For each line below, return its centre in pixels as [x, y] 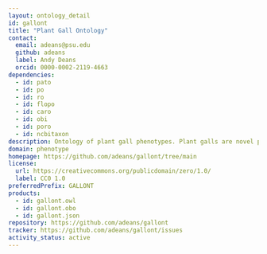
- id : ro [30, 97]
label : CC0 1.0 [41, 179]
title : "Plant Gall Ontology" [58, 30]
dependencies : [32, 75]
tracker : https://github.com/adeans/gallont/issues [95, 231]
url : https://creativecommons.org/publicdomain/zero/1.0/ [114, 171]
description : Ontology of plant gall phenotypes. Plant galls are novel [131, 141]
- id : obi [31, 119]
